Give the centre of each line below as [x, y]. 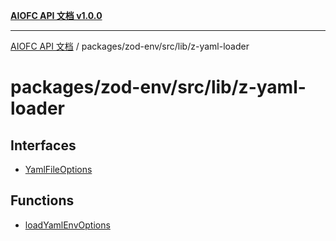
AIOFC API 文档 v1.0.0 [56, 15]
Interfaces [43, 145]
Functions [42, 200]
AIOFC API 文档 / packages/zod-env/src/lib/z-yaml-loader [130, 46]
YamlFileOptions [58, 169]
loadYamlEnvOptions [67, 225]
